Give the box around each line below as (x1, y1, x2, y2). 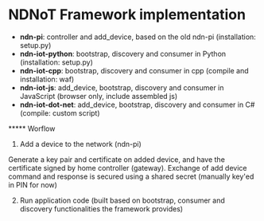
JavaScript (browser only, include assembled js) (19, 91, 177, 101)
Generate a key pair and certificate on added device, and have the (8, 154, 225, 164)
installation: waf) (19, 74, 75, 84)
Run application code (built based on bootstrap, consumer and (19, 195, 225, 205)
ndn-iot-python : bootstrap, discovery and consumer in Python (19, 49, 227, 58)
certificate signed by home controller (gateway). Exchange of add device (8, 163, 247, 172)
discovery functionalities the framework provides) (19, 203, 184, 213)
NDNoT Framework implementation (8, 6, 247, 24)
